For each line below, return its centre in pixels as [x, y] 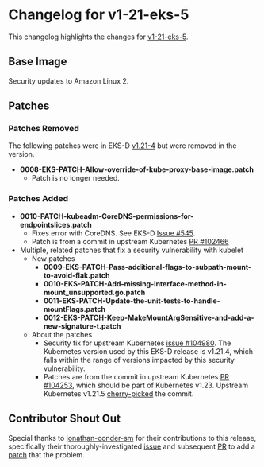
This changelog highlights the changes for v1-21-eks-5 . [98, 37]
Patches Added [38, 199]
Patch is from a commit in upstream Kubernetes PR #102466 [130, 241]
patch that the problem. [46, 454]
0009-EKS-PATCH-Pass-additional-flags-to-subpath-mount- [147, 267]
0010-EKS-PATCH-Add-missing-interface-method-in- [135, 283]
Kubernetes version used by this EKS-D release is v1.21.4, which [148, 351]
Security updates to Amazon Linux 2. [69, 80]
